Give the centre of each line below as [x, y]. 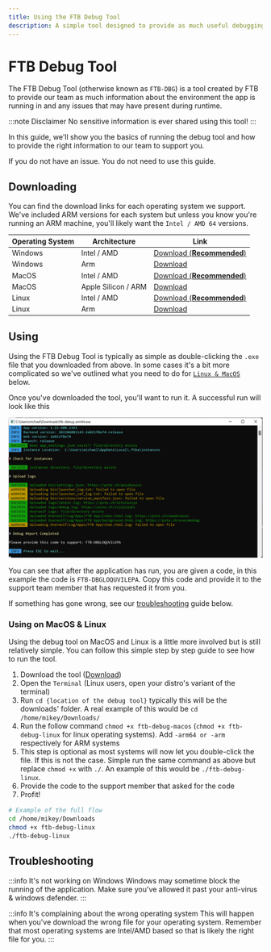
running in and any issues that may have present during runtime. [115, 106]
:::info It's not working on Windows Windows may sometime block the [124, 880]
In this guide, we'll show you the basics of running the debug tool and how [132, 137]
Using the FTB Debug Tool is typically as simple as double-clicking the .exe [134, 356]
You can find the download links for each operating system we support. [127, 207]
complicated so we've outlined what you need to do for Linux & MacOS [124, 373]
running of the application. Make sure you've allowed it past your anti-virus [133, 889]
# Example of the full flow [56, 811]
